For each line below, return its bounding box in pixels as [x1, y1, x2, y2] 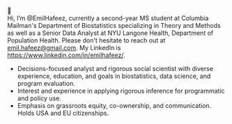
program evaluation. [17, 79, 75, 87]
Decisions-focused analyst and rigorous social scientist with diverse [17, 65, 214, 72]
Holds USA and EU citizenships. [17, 109, 109, 117]
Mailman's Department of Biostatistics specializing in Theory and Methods [7, 22, 221, 29]
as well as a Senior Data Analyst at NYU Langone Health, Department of [7, 29, 214, 37]
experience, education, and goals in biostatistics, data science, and [17, 72, 211, 80]
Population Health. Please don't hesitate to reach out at [7, 36, 166, 45]
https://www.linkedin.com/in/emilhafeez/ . [7, 51, 125, 59]
